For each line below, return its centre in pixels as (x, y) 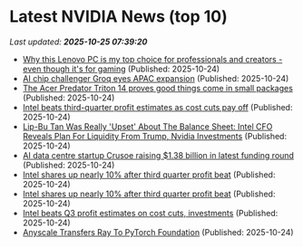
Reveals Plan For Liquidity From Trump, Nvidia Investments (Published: (155, 136)
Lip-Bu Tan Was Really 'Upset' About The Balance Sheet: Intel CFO (147, 126)
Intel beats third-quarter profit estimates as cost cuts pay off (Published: (157, 107)
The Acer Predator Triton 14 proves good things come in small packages (157, 88)
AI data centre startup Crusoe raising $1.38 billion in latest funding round (158, 155)
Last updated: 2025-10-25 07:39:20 (78, 42)
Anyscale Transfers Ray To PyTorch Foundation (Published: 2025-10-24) (158, 232)
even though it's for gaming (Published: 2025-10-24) (121, 69)
